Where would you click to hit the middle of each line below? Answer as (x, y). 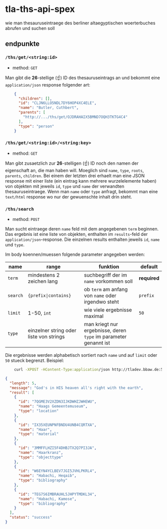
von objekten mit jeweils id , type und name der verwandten (65, 186)
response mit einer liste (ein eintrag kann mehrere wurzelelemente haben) (81, 181)
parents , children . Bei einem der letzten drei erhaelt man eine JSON (75, 176)
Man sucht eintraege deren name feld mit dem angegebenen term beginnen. (82, 229)
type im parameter (105, 337)
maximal (94, 316)
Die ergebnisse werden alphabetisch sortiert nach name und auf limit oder (81, 355)
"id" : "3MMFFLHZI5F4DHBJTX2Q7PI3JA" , (57, 448)
